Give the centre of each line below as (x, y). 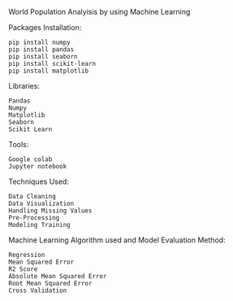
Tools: (19, 144)
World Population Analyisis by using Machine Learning (99, 12)
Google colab (30, 159)
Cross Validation (38, 290)
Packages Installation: (45, 27)
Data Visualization (41, 203)
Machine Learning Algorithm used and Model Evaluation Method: (117, 240)
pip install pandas (41, 50)
